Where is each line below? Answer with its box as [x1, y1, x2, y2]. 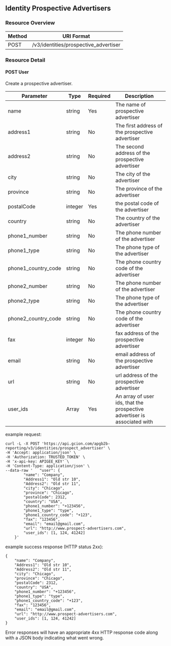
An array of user [115, 392, 154, 399]
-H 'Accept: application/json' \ [5, 450, 76, 455]
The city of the [115, 170, 151, 177]
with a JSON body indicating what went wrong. [5, 634, 104, 641]
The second [115, 143, 144, 150]
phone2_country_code [8, 315, 62, 322]
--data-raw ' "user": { [5, 468, 60, 473]
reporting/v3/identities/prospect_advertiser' [5, 445, 106, 450]
